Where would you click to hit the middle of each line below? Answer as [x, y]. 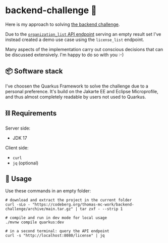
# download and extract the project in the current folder [69, 200]
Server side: [18, 128]
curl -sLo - [18, 205]
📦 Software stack [34, 71]
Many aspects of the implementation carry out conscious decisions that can [84, 49]
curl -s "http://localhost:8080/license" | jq [55, 236]
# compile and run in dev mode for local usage [56, 218]
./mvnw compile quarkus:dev [35, 222]
